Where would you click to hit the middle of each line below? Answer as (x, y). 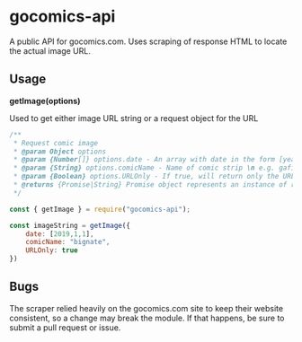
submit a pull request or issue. (65, 327)
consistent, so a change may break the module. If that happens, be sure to (147, 318)
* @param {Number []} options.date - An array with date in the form (144, 160)
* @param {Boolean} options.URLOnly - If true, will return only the (146, 177)
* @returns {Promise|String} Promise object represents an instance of (150, 185)
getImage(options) (45, 101)
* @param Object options (59, 151)
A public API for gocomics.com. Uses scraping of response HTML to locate (148, 41)
